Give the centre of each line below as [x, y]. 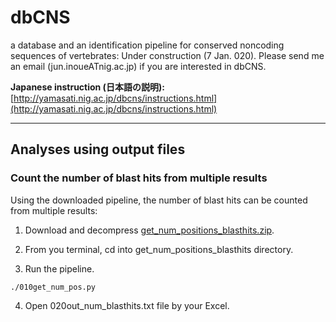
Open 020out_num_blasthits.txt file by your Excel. [127, 305]
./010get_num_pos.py [53, 287]
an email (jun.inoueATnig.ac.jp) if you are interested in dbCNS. [138, 66]
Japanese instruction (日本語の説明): [87, 87]
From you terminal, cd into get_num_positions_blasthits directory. [159, 249]
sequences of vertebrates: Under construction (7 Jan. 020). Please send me [167, 55]
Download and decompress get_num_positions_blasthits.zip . [149, 230]
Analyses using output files [98, 149]
